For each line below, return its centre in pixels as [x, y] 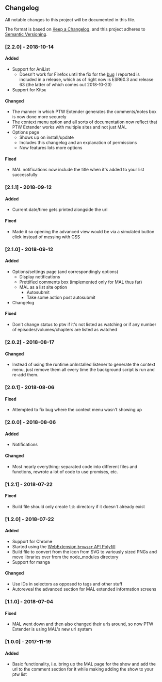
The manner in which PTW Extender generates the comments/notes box [84, 112]
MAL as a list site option [43, 287]
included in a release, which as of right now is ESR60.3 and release [86, 79]
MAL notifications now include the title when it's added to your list [78, 170]
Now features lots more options [51, 148]
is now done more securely [39, 117]
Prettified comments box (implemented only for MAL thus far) [81, 282]
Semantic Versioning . [26, 34]
